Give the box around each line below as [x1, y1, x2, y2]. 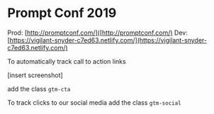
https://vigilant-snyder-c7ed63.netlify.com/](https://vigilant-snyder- [9, 35, 208, 44]
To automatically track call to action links [7, 57, 126, 65]
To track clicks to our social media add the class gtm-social [7, 98, 182, 107]
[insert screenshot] [7, 71, 64, 79]
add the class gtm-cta [7, 84, 71, 93]
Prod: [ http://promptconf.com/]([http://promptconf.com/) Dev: [7, 28, 188, 37]
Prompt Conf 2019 [7, 5, 117, 21]
